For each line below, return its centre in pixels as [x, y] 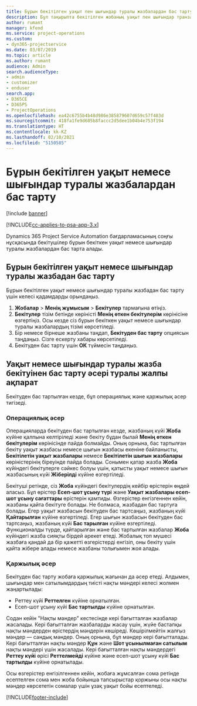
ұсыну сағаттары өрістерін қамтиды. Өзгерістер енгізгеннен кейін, [102, 498]
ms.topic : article [28, 55]
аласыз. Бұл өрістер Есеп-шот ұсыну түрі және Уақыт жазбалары [90, 492]
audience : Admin [26, 66]
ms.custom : [19, 39]
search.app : [21, 94]
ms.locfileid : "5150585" [36, 143]
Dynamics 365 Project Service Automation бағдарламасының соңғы [89, 236]
